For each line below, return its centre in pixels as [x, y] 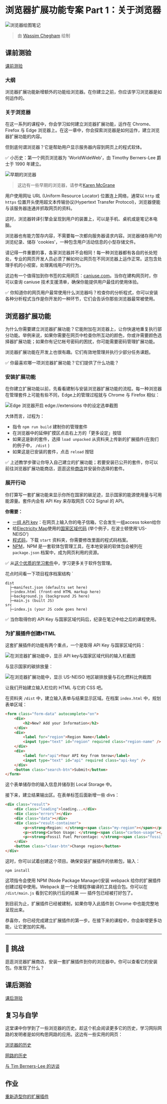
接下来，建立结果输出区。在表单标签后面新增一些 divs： [62, 795]
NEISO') [20, 534]
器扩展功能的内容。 [25, 137]
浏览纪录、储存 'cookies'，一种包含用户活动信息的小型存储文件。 [72, 242]
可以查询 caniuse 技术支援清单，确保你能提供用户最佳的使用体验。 [73, 282]
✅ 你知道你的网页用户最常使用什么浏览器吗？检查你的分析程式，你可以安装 [82, 293]
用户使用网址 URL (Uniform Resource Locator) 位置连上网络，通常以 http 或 [83, 196]
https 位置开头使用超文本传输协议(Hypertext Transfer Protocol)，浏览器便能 [83, 202]
